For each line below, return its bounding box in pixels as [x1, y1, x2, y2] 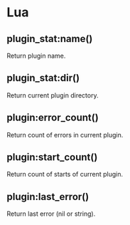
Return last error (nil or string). [6, 209, 96, 218]
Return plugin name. [6, 51, 66, 60]
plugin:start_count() [6, 151, 98, 164]
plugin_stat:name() [6, 33, 93, 45]
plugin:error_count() [6, 112, 99, 124]
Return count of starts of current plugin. [6, 170, 124, 179]
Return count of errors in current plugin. [6, 130, 124, 139]
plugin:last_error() [6, 190, 90, 203]
